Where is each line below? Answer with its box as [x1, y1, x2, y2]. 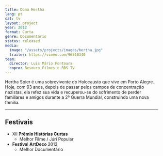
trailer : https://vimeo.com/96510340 [9, 52, 86, 57]
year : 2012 [5, 25, 27, 30]
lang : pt [5, 12, 23, 16]
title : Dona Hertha [5, 7, 45, 12]
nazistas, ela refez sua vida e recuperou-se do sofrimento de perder [5, 89, 142, 95]
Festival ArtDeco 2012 [12, 141, 58, 147]
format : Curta [5, 30, 34, 34]
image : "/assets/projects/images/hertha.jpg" [9, 47, 103, 52]
